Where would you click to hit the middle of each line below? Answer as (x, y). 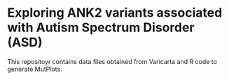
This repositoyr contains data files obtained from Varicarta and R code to (112, 61)
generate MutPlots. (35, 69)
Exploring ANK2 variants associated (115, 13)
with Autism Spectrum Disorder (101, 27)
